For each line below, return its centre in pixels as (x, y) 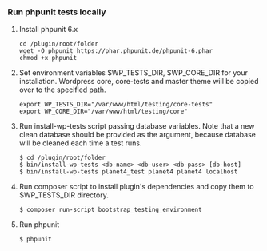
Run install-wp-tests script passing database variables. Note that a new (137, 126)
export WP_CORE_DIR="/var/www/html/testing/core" (104, 112)
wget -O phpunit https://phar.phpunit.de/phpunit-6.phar (116, 51)
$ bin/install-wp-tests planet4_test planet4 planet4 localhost (128, 172)
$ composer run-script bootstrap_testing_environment (110, 210)
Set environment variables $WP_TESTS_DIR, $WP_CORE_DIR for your (133, 73)
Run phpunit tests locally (57, 12)
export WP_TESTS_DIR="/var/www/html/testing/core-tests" (116, 105)
